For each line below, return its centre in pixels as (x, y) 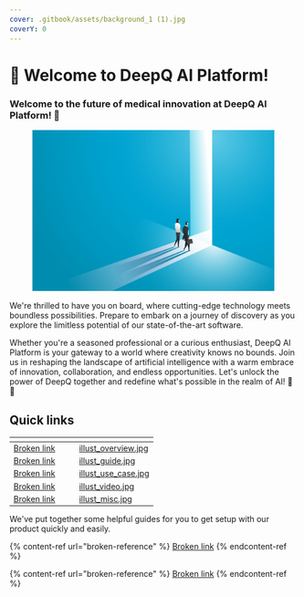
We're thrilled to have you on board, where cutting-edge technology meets (150, 306)
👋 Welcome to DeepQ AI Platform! (139, 75)
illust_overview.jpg (114, 448)
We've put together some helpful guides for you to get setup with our (139, 519)
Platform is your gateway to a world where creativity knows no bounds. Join (152, 352)
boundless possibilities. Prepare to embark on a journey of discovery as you (152, 316)
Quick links (42, 420)
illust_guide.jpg (107, 461)
